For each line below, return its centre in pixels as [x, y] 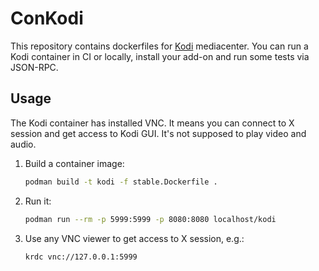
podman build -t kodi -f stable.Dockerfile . [121, 182]
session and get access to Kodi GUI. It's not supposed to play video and [158, 133]
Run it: [38, 201]
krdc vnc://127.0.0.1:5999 [81, 257]
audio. [23, 144]
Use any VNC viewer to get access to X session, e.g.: [134, 238]
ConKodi [47, 18]
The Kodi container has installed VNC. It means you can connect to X [152, 123]
